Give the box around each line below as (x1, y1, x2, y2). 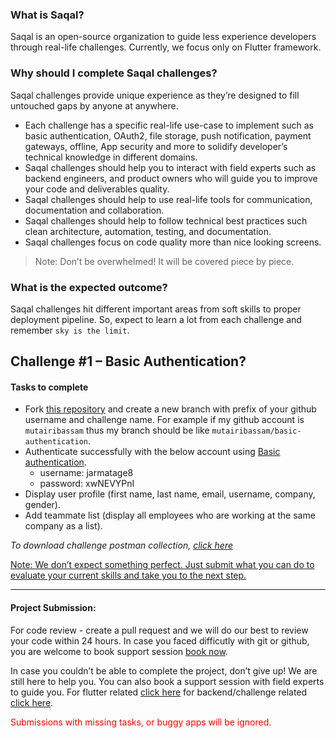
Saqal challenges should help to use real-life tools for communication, (24, 193, 313, 205)
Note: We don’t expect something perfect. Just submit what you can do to (10, 559, 315, 571)
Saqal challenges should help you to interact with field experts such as (24, 161, 317, 173)
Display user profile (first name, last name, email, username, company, (24, 488, 316, 500)
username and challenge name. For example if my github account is (24, 414, 305, 426)
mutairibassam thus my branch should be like (24, 424, 210, 437)
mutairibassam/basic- (211, 426, 302, 437)
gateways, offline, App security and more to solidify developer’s (24, 140, 288, 152)
